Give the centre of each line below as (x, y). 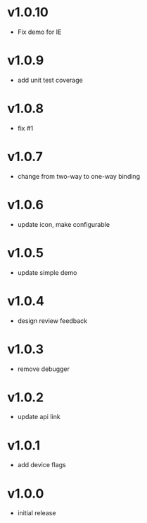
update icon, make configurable (64, 224)
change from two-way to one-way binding (79, 176)
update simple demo (47, 272)
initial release (37, 513)
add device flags (41, 465)
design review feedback (52, 321)
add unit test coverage (50, 80)
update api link (39, 417)
